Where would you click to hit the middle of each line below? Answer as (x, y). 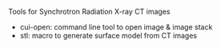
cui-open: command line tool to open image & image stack (116, 27)
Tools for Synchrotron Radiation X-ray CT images (89, 12)
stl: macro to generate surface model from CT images (108, 36)
